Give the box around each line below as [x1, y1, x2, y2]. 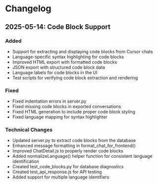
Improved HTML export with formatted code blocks [12, 59, 117, 65]
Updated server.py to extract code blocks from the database [12, 138, 136, 144]
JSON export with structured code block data [12, 64, 105, 70]
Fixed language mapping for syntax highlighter [12, 114, 107, 120]
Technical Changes [5, 126, 53, 133]
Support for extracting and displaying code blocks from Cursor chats [12, 48, 153, 54]
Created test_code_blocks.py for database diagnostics [12, 164, 124, 170]
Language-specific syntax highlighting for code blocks [12, 54, 124, 60]
